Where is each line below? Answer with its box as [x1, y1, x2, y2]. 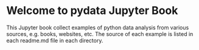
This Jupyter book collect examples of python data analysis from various [6, 24, 189, 31]
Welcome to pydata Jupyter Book [6, 4, 178, 18]
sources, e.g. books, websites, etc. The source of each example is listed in [6, 30, 194, 37]
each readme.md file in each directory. [6, 37, 103, 44]
